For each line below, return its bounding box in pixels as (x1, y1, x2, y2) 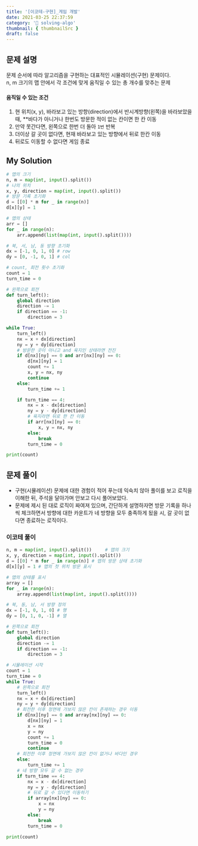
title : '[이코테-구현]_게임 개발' (6, 8, 81, 15)
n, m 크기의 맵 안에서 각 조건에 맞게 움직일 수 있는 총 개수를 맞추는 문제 (6, 79, 171, 86)
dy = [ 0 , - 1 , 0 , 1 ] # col (6, 254, 70, 260)
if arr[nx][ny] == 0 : (27, 419, 82, 425)
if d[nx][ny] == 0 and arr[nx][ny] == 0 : (17, 353, 121, 359)
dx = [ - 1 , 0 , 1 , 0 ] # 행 (6, 607, 67, 613)
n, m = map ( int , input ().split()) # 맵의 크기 (6, 547, 130, 553)
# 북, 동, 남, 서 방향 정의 (6, 602, 66, 608)
